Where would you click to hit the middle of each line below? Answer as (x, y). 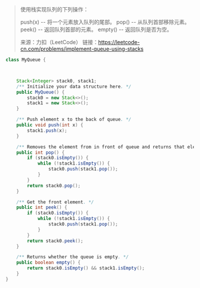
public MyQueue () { (41, 92)
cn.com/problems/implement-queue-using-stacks (82, 49)
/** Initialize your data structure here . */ (74, 86)
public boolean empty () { (49, 263)
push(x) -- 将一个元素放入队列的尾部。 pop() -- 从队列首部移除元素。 (105, 22)
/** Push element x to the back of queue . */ (74, 120)
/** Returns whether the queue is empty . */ (73, 257)
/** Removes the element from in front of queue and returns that (101, 147)
